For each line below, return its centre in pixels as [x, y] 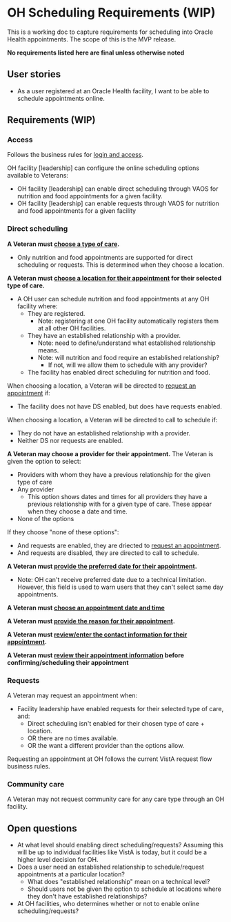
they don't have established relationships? [87, 896]
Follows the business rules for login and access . [75, 155]
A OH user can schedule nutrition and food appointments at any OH [113, 299]
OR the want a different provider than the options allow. [106, 746]
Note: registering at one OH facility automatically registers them [128, 321]
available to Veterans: [38, 176]
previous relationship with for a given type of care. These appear [120, 504]
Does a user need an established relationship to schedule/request [111, 867]
